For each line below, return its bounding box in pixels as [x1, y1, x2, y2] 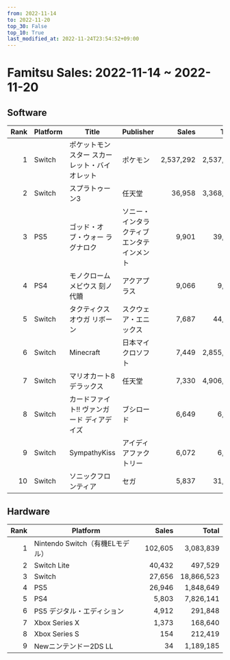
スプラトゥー [69, 184, 111, 193]
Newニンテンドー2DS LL [34, 641, 114, 651]
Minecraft [69, 347, 101, 357]
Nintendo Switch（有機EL [34, 539, 116, 548]
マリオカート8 [69, 371, 115, 381]
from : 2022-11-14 [7, 10, 57, 17]
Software [7, 107, 47, 119]
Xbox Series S [34, 628, 79, 638]
